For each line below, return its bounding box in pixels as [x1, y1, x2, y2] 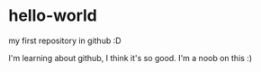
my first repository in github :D [8, 35, 122, 46]
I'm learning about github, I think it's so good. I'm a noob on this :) [8, 52, 253, 63]
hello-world [8, 5, 98, 26]
